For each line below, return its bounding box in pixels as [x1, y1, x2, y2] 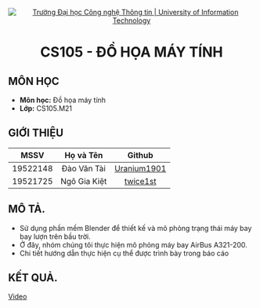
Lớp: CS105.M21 [19, 104, 73, 113]
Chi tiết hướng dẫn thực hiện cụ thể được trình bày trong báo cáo [19, 248, 229, 258]
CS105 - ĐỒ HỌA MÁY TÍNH [40, 43, 223, 61]
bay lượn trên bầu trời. [19, 232, 92, 241]
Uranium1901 [114, 163, 167, 174]
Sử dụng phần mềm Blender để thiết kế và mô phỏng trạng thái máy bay [19, 223, 252, 233]
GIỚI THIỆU [8, 126, 64, 140]
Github [127, 149, 154, 160]
